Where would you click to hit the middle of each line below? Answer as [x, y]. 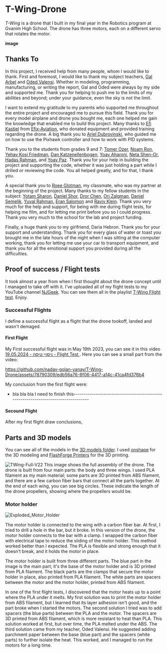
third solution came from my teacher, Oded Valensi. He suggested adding [81, 629]
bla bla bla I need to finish [39, 394]
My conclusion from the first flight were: [46, 384]
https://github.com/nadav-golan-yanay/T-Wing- [54, 369]
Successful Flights [28, 310]
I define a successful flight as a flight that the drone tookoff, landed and [79, 321]
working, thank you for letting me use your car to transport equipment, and [82, 243]
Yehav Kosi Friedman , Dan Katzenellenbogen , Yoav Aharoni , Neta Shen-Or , [82, 154]
